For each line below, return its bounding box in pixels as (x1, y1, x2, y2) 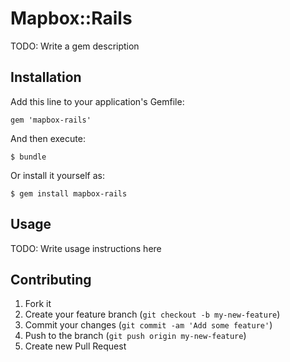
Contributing (10, 271, 92, 288)
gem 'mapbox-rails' (10, 115, 92, 125)
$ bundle (10, 152, 47, 162)
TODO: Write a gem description (10, 40, 140, 52)
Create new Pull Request (24, 340, 127, 352)
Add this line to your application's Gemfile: (10, 95, 185, 107)
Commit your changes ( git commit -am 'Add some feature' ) (24, 319, 273, 331)
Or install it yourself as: (10, 169, 105, 181)
